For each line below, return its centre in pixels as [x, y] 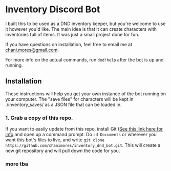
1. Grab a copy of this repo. [39, 118]
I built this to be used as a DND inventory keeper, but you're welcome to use [85, 24]
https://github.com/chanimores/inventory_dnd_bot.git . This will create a [83, 145]
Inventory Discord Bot [53, 9]
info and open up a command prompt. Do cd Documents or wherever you [81, 135]
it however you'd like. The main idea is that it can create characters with [81, 29]
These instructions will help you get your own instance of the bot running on [86, 94]
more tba [17, 164]
